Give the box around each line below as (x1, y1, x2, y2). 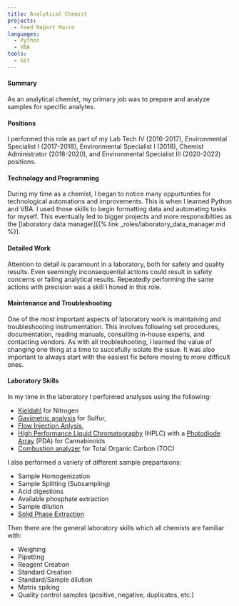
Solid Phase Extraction (17, 510, 84, 518)
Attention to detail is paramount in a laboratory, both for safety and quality (7, 260, 225, 268)
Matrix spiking (17, 582, 60, 591)
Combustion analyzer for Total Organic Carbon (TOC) (17, 444, 175, 453)
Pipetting (17, 552, 45, 561)
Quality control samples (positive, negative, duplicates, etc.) (17, 590, 195, 599)
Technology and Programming (7, 173, 100, 182)
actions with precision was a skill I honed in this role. (7, 283, 162, 291)
